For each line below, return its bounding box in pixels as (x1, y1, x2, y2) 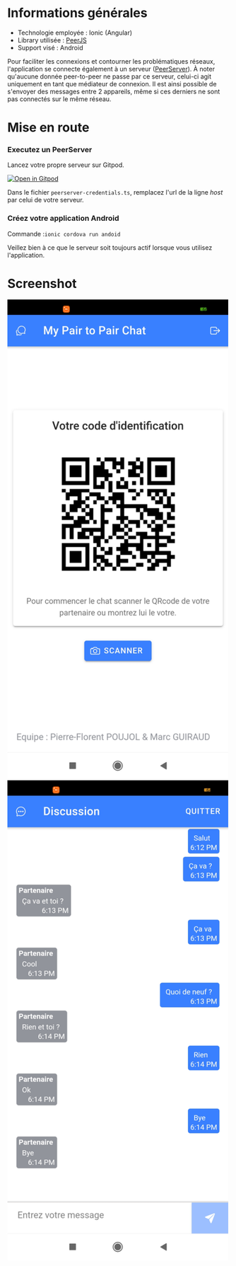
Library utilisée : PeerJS (17, 35, 87, 44)
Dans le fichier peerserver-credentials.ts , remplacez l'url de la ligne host (7, 188, 223, 197)
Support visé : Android (17, 43, 83, 52)
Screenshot (7, 275, 77, 292)
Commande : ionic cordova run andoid (7, 229, 121, 238)
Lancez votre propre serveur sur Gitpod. (7, 161, 125, 169)
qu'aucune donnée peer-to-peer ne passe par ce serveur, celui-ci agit (7, 72, 212, 81)
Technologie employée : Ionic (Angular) (17, 28, 133, 37)
